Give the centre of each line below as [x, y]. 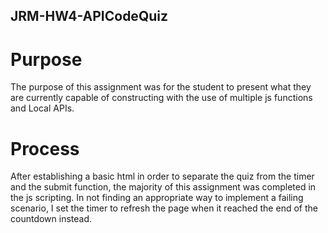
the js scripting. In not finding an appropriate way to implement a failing [157, 198]
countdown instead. [51, 219]
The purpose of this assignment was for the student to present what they [161, 87]
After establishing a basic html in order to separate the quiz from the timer [162, 176]
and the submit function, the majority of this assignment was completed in [163, 187]
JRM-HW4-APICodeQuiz [89, 16]
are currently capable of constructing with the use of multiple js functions [161, 98]
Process [45, 148]
